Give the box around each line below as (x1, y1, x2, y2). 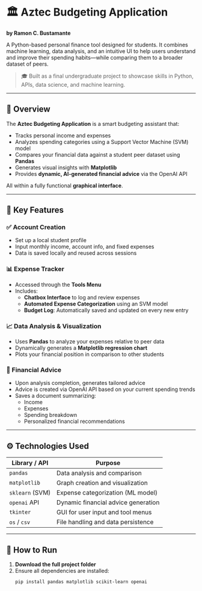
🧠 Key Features (6, 205, 64, 215)
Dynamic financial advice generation (56, 498, 160, 507)
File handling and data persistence (56, 518, 154, 527)
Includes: (14, 287, 38, 295)
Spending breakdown (23, 411, 77, 419)
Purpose (96, 459, 121, 467)
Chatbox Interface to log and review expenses (23, 293, 140, 301)
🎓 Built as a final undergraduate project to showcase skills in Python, (20, 72, 194, 80)
